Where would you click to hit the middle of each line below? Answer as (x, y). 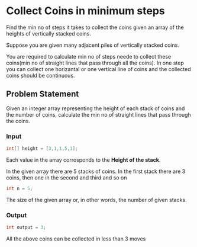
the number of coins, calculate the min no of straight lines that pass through (98, 114)
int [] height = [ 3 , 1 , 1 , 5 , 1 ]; (42, 149)
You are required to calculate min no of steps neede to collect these (89, 56)
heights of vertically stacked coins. (49, 33)
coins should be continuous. (41, 75)
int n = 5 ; (20, 188)
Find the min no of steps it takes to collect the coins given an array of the (95, 27)
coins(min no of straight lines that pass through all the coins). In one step (95, 63)
